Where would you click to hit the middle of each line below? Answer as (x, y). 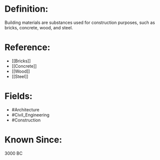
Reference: (28, 48)
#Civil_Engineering (30, 115)
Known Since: (33, 140)
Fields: (19, 96)
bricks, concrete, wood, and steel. (39, 27)
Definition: (26, 9)
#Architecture (25, 110)
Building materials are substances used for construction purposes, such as (80, 22)
